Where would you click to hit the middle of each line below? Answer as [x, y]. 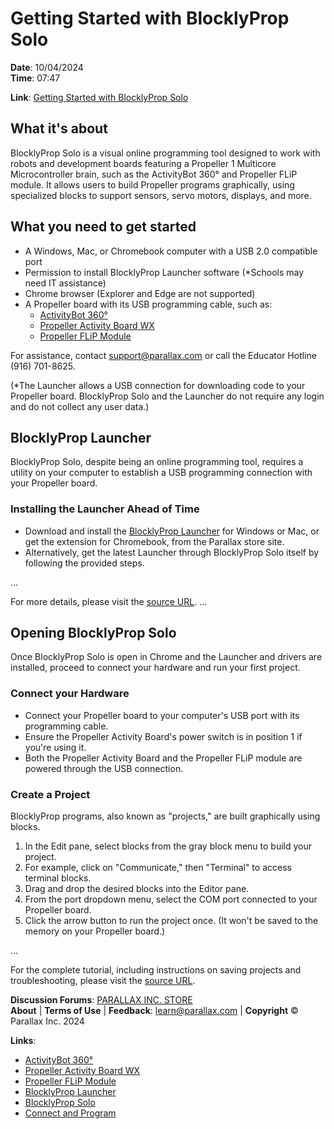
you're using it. [55, 747]
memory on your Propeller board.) [95, 931]
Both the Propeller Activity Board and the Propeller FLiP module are [163, 758]
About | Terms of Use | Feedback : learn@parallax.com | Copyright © [154, 1011]
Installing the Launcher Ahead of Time [105, 509]
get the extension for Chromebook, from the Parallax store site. [154, 541]
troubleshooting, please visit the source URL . [103, 981]
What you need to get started [103, 227]
